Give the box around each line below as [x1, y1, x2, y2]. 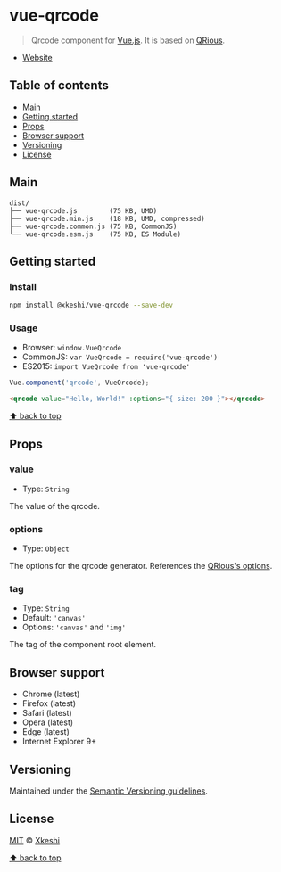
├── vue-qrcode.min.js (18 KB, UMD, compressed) [9, 214, 205, 223]
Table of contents [9, 78, 109, 94]
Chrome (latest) [21, 688, 80, 700]
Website [21, 52, 54, 62]
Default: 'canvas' [21, 613, 87, 623]
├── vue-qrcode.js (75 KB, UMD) [9, 206, 158, 215]
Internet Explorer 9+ [21, 736, 96, 747]
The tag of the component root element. [9, 639, 157, 650]
